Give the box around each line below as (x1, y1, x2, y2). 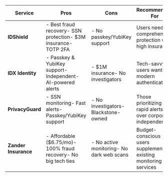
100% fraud (45, 145, 75, 152)
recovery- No (45, 152, 78, 158)
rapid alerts (136, 106, 163, 113)
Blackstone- (91, 109, 121, 116)
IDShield (7, 33, 28, 40)
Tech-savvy (136, 60, 165, 67)
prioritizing (136, 100, 162, 106)
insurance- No (91, 70, 126, 76)
